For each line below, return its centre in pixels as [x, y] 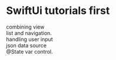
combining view [25, 27]
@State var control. [29, 51]
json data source [26, 45]
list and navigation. [29, 33]
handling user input [29, 39]
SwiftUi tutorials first [58, 11]
